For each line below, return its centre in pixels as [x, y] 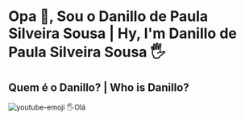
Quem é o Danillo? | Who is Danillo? [99, 87]
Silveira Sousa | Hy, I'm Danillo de [123, 33]
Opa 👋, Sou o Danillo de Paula [108, 17]
